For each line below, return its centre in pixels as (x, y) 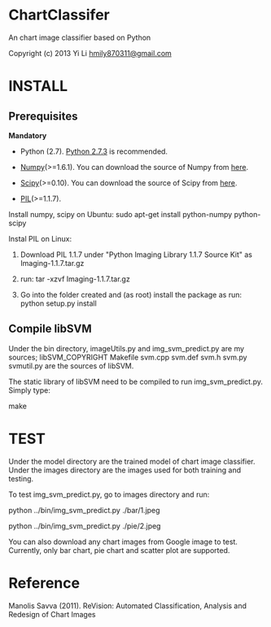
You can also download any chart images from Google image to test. (123, 542)
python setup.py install (59, 303)
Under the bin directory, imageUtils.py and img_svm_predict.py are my (127, 348)
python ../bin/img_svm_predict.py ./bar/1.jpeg (84, 510)
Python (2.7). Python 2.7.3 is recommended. (94, 151)
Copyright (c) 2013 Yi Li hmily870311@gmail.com (90, 53)
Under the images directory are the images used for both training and (125, 470)
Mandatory (28, 135)
